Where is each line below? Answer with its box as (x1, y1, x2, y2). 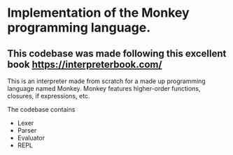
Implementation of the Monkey (7, 5, 190, 21)
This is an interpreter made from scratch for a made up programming (7, 77, 206, 85)
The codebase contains (7, 105, 76, 113)
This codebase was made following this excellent (7, 47, 227, 59)
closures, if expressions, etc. (7, 92, 90, 100)
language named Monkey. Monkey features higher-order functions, (7, 84, 201, 92)
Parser (17, 126, 37, 134)
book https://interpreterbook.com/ (7, 58, 162, 71)
